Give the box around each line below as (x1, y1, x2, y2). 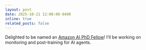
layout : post (5, 7, 32, 12)
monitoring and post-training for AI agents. (5, 40, 92, 46)
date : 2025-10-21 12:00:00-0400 (5, 12, 71, 17)
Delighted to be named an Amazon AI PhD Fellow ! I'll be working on (5, 34, 141, 40)
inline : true (5, 16, 32, 21)
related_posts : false (5, 21, 49, 26)
